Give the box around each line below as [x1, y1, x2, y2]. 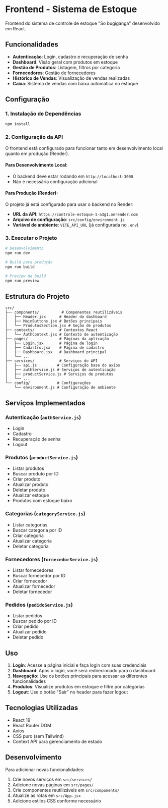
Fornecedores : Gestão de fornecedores [12, 70, 96, 76]
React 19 [12, 717, 31, 723]
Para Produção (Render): [5, 190, 58, 196]
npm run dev [5, 251, 30, 256]
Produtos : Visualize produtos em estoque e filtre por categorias [12, 684, 145, 690]
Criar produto [12, 476, 41, 482]
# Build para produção [5, 260, 53, 265]
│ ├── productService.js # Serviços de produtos [5, 372, 114, 377]
